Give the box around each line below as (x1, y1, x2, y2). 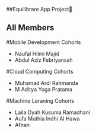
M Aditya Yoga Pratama (14, 85, 73, 93)
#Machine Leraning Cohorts (6, 97, 75, 104)
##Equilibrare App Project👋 (6, 6, 73, 12)
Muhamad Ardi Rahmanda (14, 79, 79, 86)
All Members (6, 23, 55, 33)
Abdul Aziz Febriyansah (14, 56, 73, 64)
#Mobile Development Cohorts (6, 39, 81, 46)
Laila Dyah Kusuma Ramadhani (14, 109, 91, 116)
